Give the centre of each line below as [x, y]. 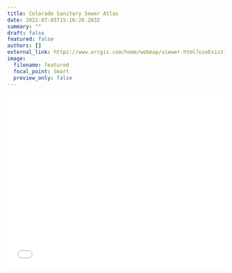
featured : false [30, 39]
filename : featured [41, 65]
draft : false [26, 33]
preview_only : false [43, 78]
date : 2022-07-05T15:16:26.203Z [54, 20]
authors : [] [24, 46]
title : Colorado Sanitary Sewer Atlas [63, 13]
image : [17, 59]
